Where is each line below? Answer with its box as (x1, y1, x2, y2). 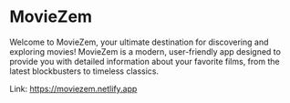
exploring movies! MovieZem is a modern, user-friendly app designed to (9, 46, 281, 57)
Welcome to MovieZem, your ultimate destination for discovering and (9, 36, 269, 47)
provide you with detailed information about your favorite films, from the (9, 56, 280, 67)
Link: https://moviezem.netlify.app (9, 83, 138, 94)
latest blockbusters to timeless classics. (9, 66, 160, 77)
